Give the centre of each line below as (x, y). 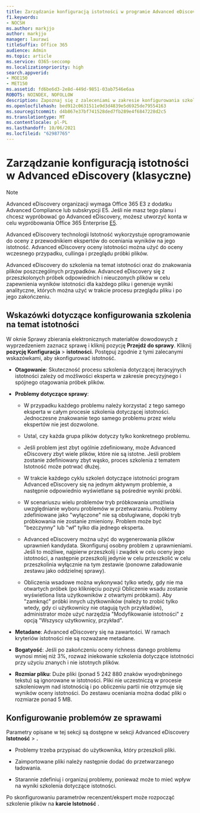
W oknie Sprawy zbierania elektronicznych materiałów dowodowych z (92, 339)
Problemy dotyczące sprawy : (52, 393)
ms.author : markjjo (30, 28)
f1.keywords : (22, 17)
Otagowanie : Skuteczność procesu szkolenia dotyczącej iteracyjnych (100, 370)
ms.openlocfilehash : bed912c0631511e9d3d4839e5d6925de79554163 (86, 106)
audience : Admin (26, 51)
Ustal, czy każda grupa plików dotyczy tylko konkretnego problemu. (107, 436)
